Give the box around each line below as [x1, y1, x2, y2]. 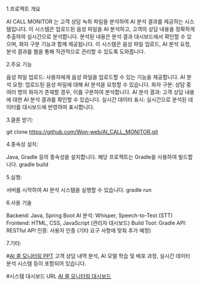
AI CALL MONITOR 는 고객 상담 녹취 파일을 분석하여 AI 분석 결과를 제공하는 [6, 18, 184, 25]
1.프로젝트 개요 [6, 5, 41, 12]
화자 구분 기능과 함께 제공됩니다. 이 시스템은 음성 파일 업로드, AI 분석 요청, [19, 41, 191, 47]
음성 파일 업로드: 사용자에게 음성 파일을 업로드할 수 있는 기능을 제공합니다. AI [6, 74, 185, 80]
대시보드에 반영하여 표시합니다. [22, 104, 95, 110]
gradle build [19, 161, 49, 168]
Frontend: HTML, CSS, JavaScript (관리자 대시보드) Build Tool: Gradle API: [6, 220, 187, 226]
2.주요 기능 [6, 61, 32, 68]
